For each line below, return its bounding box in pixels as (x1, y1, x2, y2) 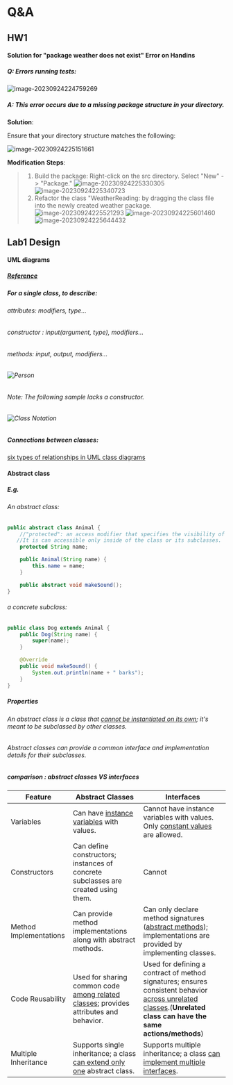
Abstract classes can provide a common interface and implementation (7, 744, 209, 752)
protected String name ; (19, 543, 89, 551)
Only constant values (143, 821, 212, 831)
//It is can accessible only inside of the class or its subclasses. (16, 537, 222, 544)
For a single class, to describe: (7, 289, 98, 297)
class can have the (143, 1011, 207, 1021)
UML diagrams (7, 256, 51, 264)
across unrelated (143, 994, 198, 1004)
